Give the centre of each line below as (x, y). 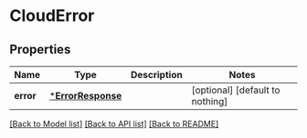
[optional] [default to (236, 90)
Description (157, 75)
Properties (40, 49)
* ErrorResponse (85, 96)
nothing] (210, 101)
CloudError (52, 16)
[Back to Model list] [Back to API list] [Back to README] (114, 124)
